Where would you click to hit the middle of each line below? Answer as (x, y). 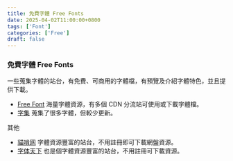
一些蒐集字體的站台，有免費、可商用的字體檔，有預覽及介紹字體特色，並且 (113, 81)
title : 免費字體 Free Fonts (46, 13)
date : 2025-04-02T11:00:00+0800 (54, 20)
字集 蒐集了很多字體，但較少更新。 (67, 113)
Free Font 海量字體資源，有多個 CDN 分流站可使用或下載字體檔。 (110, 104)
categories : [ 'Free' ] (38, 33)
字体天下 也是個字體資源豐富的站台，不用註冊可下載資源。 (100, 151)
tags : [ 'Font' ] (29, 26)
